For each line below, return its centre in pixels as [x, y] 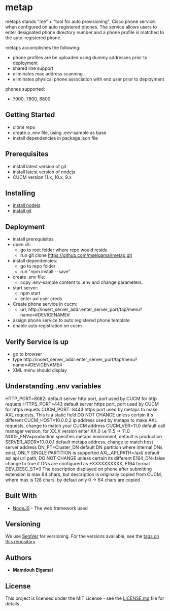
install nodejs [26, 205]
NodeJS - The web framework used [50, 508]
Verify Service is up [37, 342]
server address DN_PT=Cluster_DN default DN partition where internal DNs [84, 447]
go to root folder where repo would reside [64, 250]
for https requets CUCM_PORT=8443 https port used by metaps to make [81, 409]
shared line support [33, 68]
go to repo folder [38, 266]
